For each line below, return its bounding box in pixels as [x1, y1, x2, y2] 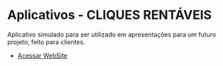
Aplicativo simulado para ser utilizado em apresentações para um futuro [7, 30, 217, 39]
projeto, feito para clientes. [7, 37, 86, 46]
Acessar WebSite [17, 51, 68, 60]
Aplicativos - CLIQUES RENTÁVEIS [7, 7, 212, 23]
